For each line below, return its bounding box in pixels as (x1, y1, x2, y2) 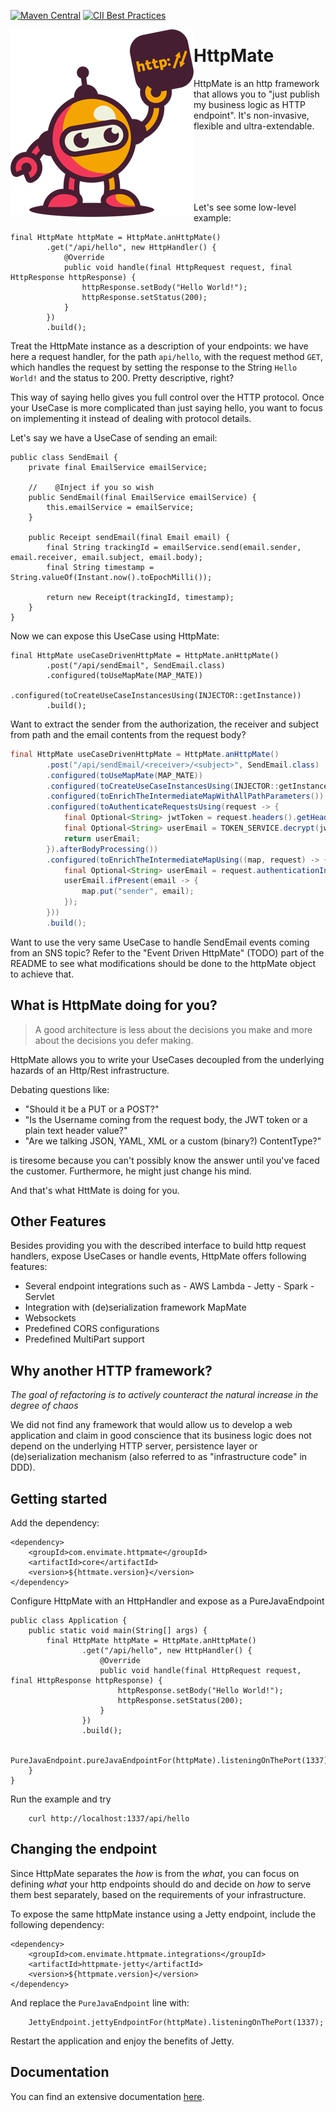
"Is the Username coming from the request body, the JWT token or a (24, 1113, 308, 1125)
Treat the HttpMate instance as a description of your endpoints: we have (10, 340, 309, 352)
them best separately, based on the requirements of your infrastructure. (10, 1888, 307, 1900)
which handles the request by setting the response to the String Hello (10, 361, 298, 373)
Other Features (10, 1213, 107, 1230)
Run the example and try (10, 1793, 112, 1805)
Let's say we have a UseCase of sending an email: (10, 431, 218, 444)
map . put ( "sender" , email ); (81, 886, 195, 897)
